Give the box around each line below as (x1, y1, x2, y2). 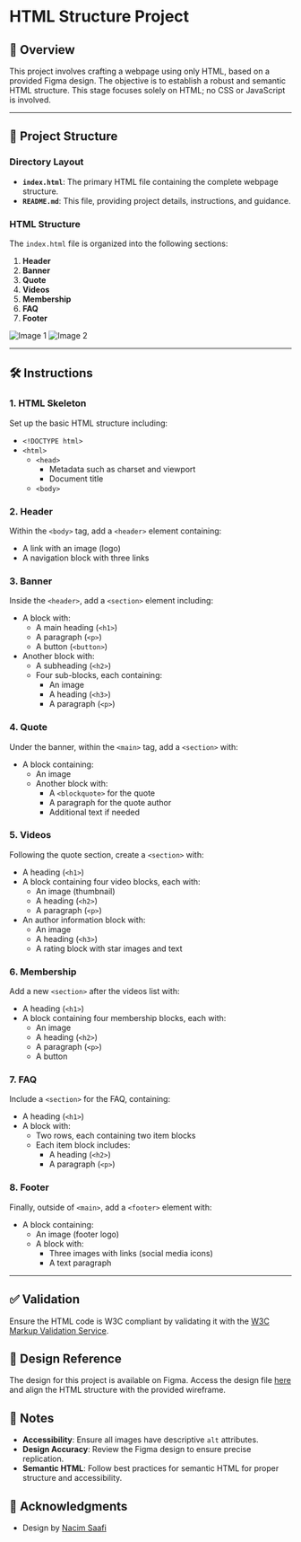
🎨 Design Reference (9, 1351, 123, 1366)
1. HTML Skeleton (9, 397, 87, 410)
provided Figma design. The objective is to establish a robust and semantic (9, 75, 287, 86)
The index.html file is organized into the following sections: (9, 238, 228, 249)
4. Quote (9, 721, 47, 734)
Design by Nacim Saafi (21, 1522, 107, 1533)
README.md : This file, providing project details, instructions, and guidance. (21, 195, 291, 206)
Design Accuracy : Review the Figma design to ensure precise (21, 1444, 252, 1455)
